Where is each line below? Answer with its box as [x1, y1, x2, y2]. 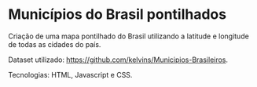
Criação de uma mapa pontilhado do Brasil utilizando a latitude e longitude [8, 31, 249, 41]
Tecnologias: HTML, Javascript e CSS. [8, 70, 133, 79]
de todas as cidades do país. [8, 39, 101, 49]
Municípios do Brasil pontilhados [8, 5, 226, 24]
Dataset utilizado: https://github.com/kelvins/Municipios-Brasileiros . [8, 55, 229, 64]
